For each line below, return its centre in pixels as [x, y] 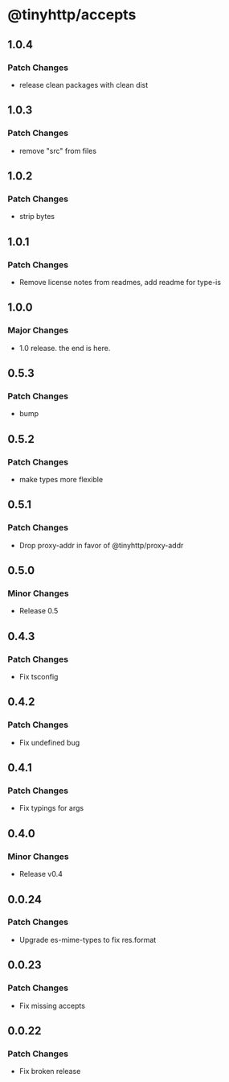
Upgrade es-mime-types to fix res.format [88, 940]
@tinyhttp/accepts [72, 15]
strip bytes [37, 217]
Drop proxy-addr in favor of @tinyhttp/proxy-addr [101, 545]
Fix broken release [50, 1072]
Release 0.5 [39, 611]
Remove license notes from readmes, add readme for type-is [120, 282]
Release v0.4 [41, 874]
